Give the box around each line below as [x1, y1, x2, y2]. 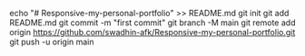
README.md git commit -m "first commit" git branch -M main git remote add [9, 17, 296, 28]
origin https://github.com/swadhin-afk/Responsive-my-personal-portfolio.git [9, 27, 296, 37]
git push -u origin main [9, 36, 94, 47]
